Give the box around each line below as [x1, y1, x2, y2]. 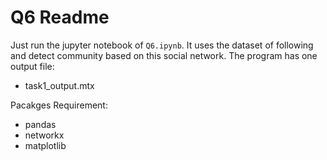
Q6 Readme [10, 6, 110, 29]
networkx [24, 129, 65, 141]
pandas [24, 118, 57, 130]
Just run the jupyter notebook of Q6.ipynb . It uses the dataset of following [10, 39, 314, 51]
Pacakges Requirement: [10, 99, 108, 111]
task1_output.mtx [24, 79, 95, 91]
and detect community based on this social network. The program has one [10, 49, 318, 61]
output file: [10, 60, 55, 72]
